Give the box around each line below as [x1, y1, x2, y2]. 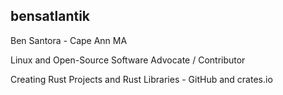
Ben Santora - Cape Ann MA [10, 34, 128, 46]
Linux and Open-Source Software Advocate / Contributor [10, 54, 246, 66]
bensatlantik [10, 8, 91, 25]
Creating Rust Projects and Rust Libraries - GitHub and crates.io [10, 73, 273, 85]
